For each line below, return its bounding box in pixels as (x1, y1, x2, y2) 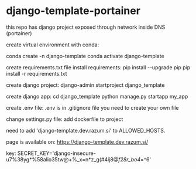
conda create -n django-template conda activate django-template (6, 52, 165, 59)
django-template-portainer (6, 4, 140, 18)
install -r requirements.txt (6, 70, 67, 77)
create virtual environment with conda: (6, 41, 99, 48)
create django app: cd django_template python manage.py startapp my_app (6, 93, 188, 100)
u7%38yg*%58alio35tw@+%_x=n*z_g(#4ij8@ (6, 156, 119, 163)
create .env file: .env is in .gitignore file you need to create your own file (6, 104, 179, 111)
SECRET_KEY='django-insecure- (17, 150, 97, 157)
